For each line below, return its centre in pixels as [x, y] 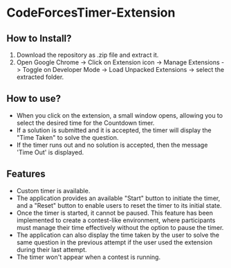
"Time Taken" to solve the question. [67, 137]
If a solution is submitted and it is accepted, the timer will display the [114, 130]
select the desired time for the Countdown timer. [85, 123]
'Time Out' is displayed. [50, 152]
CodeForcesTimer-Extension [91, 13]
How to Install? [39, 38]
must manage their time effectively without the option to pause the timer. [120, 227]
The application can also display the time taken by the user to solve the [118, 235]
